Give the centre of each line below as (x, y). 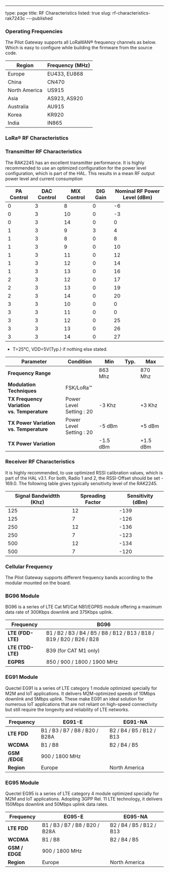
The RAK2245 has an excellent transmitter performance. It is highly (75, 163)
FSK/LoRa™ (78, 387)
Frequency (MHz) (69, 65)
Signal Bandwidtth (37, 496)
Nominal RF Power (137, 191)
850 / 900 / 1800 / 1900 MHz (82, 662)
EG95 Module (22, 782)
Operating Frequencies (34, 31)
